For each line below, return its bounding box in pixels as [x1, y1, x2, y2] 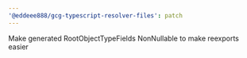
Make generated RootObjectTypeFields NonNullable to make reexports [8, 33, 240, 43]
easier [8, 41, 29, 52]
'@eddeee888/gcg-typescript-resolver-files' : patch [8, 11, 183, 20]
